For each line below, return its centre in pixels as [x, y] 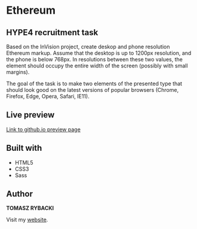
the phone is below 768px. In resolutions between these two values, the [95, 59]
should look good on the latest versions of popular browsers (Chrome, [93, 90]
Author [19, 194]
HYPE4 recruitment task [52, 33]
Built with [24, 148]
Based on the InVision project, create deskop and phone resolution [88, 47]
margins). [18, 72]
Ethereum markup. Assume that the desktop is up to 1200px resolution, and [99, 53]
